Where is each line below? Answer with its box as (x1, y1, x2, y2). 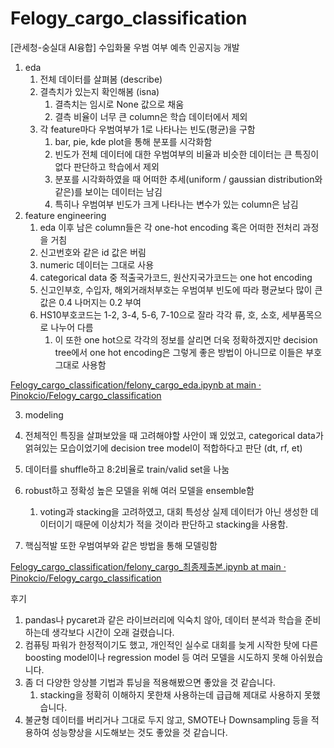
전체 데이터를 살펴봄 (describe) (39, 73, 163, 85)
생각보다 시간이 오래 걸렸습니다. (51, 626, 175, 638)
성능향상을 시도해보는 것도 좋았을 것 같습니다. (51, 726, 228, 738)
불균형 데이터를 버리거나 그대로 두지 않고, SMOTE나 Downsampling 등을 (24, 713, 309, 726)
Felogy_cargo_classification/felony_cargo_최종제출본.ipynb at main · (10, 560, 287, 572)
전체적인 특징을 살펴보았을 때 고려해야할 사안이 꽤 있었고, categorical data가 (24, 429, 324, 441)
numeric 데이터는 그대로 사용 (39, 258, 155, 271)
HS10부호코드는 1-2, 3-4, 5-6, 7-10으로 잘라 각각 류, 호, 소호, (39, 308, 280, 321)
